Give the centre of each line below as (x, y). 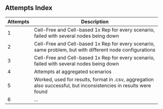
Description (95, 21)
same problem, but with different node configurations (95, 49)
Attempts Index (29, 8)
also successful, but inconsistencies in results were (92, 85)
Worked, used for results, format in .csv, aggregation (94, 79)
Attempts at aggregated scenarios (73, 71)
